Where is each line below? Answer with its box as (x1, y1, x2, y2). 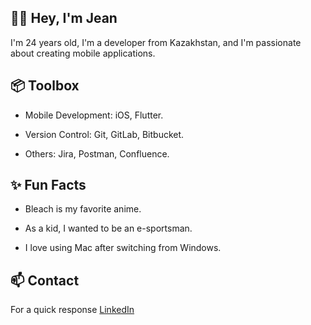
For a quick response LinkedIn (10, 304, 135, 316)
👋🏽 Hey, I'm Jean (10, 10, 118, 27)
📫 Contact (10, 272, 80, 289)
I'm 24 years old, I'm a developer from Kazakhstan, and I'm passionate (10, 36, 302, 48)
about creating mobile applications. (10, 47, 156, 59)
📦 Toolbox (10, 77, 80, 95)
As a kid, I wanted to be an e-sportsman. (24, 222, 193, 235)
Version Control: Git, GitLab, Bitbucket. (24, 128, 185, 140)
